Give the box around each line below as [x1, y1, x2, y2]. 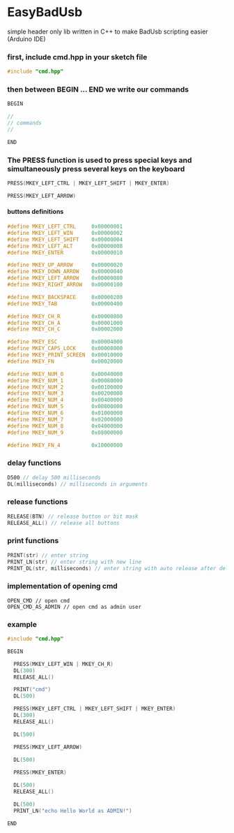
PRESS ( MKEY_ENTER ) [13, 769, 68, 776]
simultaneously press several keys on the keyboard [7, 164, 185, 173]
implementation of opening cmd [7, 581, 118, 591]
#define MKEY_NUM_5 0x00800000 [7, 403, 123, 410]
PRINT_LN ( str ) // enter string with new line [7, 558, 141, 565]
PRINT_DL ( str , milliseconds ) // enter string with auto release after [7, 565, 217, 572]
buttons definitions [7, 208, 64, 216]
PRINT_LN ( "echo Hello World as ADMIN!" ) [13, 807, 132, 814]
